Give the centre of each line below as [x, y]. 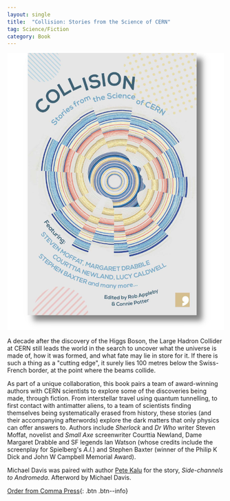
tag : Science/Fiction [38, 29]
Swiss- [209, 362]
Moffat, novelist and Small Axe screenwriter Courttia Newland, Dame [105, 435]
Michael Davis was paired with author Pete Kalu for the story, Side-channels [115, 470]
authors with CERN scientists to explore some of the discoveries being [107, 391]
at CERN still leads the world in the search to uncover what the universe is [112, 348]
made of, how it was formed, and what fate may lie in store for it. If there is [113, 356]
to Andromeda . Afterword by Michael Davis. [69, 477]
